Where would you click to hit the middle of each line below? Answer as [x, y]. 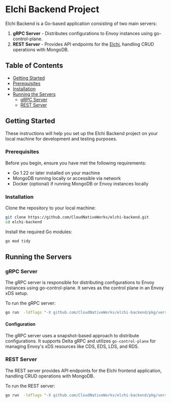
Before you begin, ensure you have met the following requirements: [76, 163]
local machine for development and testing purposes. [61, 139]
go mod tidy [18, 241]
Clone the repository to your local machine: [51, 208]
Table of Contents [34, 65]
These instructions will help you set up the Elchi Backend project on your [81, 133]
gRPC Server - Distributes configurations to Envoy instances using [82, 33]
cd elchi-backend [24, 222]
